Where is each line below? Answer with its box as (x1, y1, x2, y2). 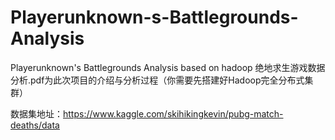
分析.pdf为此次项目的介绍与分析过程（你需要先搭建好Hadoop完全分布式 (10, 74, 305, 86)
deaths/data (10, 119, 60, 131)
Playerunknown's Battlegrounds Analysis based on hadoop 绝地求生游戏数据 (10, 61, 326, 73)
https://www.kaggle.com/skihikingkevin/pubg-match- (63, 107, 284, 120)
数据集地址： (10, 107, 63, 120)
